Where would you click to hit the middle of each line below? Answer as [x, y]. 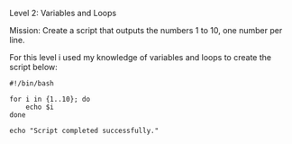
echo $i [40, 107]
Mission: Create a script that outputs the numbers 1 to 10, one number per [146, 30]
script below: [34, 67]
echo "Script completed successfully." [84, 130]
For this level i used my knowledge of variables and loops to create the [141, 57]
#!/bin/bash [32, 84]
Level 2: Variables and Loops [63, 13]
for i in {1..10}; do [50, 99]
